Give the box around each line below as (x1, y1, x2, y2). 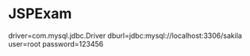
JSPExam (8, 5, 72, 23)
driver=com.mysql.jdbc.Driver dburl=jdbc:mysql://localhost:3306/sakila (8, 31, 242, 40)
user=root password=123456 (8, 39, 104, 48)
